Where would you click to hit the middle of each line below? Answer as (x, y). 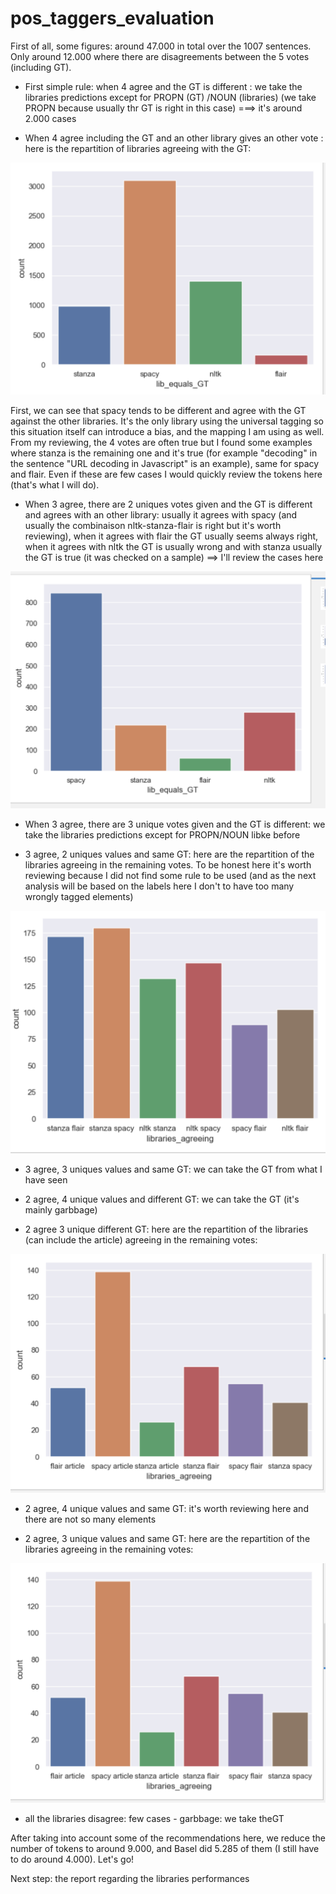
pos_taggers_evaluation (112, 18)
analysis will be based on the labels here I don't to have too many (159, 886)
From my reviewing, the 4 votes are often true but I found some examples (161, 442)
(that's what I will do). (55, 484)
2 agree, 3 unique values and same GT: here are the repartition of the (167, 1539)
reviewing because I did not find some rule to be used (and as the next (170, 876)
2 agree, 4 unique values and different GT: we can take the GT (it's (162, 1199)
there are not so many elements (90, 1519)
